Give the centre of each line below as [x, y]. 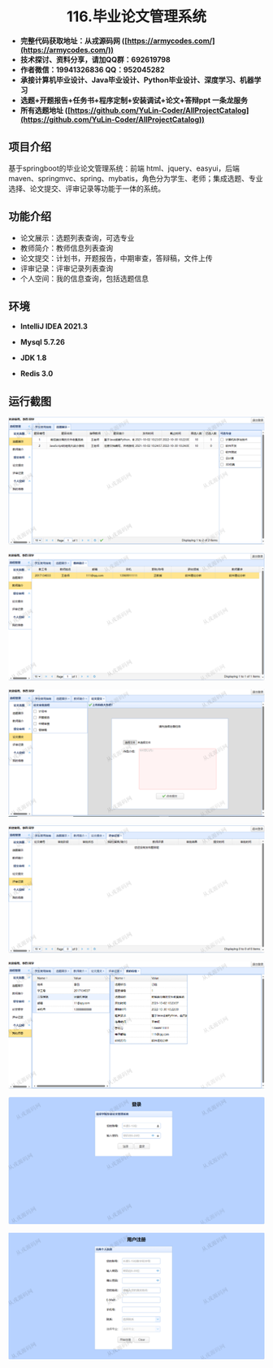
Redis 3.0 [37, 374]
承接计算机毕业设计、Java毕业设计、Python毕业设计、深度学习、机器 [137, 80]
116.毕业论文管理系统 [136, 17]
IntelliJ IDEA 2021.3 [54, 327]
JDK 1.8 [33, 358]
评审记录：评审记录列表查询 [67, 268]
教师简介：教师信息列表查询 [67, 248]
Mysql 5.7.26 [42, 342]
